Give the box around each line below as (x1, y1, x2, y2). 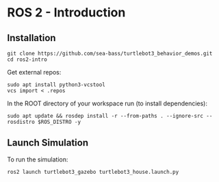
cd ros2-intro (7, 56, 48, 63)
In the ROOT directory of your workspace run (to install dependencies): (7, 99, 207, 107)
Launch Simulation (7, 137, 89, 148)
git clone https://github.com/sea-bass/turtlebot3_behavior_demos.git (7, 50, 213, 57)
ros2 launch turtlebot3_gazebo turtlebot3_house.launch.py (7, 168, 179, 175)
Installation (7, 32, 56, 44)
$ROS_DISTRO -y (37, 118, 81, 125)
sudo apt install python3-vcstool (7, 81, 106, 88)
